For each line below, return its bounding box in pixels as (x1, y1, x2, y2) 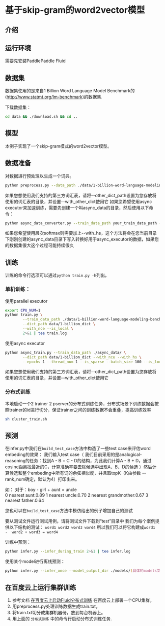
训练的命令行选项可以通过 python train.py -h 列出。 (5, 272, 110, 278)
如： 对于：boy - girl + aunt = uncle (5, 487, 77, 493)
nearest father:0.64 (5, 497, 44, 503)
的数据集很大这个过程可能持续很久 (5, 243, 74, 248)
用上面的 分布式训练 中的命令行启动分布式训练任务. (12, 616, 112, 622)
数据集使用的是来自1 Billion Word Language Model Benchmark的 (5, 88, 135, 94)
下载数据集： (5, 104, 31, 110)
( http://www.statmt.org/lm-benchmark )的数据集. (5, 94, 103, 100)
